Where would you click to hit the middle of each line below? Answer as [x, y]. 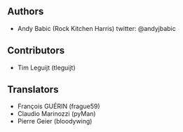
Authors [26, 12]
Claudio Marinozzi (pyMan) [56, 114]
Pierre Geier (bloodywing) [55, 121]
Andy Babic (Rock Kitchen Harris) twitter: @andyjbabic [97, 28]
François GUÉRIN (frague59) [59, 106]
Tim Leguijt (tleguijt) [46, 67]
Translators [33, 90]
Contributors [36, 51]
